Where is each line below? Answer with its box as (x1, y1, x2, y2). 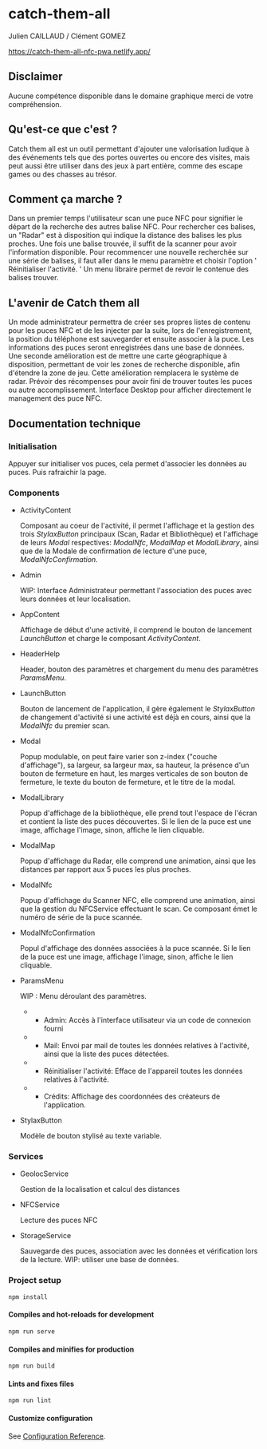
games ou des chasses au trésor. (8, 169, 117, 179)
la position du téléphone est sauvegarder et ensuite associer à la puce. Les (8, 335, 254, 344)
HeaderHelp (19, 649, 61, 659)
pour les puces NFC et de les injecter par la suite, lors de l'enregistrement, (8, 326, 253, 335)
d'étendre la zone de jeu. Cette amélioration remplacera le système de (8, 368, 239, 378)
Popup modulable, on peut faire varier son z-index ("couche (19, 752, 218, 762)
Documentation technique (8, 417, 141, 430)
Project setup (8, 1275, 61, 1286)
